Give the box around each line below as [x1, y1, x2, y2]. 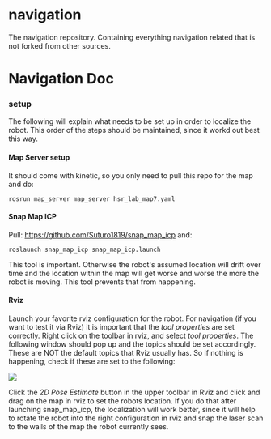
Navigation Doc [8, 70, 115, 88]
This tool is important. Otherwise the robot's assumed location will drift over [8, 259, 261, 269]
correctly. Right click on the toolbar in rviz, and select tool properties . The [8, 330, 254, 341]
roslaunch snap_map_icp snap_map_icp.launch [8, 245, 161, 254]
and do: [8, 179, 34, 189]
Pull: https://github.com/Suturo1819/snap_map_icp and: [8, 229, 193, 240]
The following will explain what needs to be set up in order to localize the [8, 117, 252, 126]
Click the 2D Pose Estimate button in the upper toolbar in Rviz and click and [8, 387, 260, 398]
